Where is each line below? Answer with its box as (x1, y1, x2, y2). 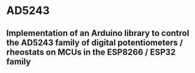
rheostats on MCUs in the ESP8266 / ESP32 (6, 47, 176, 57)
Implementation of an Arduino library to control (6, 28, 189, 38)
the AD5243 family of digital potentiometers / (6, 37, 183, 47)
